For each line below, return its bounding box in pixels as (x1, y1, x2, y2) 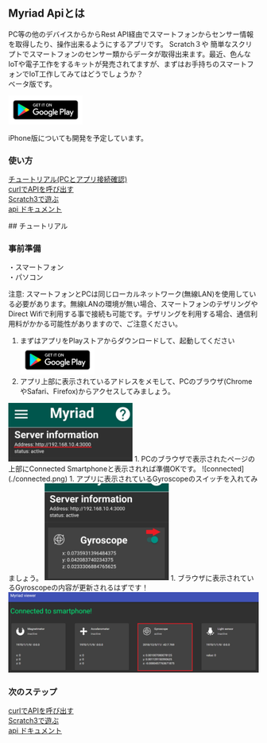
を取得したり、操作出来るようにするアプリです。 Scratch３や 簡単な (8, 39, 232, 48)
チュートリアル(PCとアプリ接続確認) (8, 175, 128, 184)
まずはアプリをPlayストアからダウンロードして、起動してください (19, 336, 235, 346)
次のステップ (8, 686, 58, 697)
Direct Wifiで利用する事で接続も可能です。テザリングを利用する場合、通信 (8, 309, 251, 319)
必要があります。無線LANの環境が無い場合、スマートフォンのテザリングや (14, 300, 258, 309)
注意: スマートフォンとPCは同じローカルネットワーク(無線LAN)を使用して (8, 289, 250, 299)
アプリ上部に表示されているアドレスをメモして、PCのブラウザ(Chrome (19, 376, 253, 386)
